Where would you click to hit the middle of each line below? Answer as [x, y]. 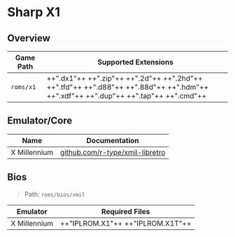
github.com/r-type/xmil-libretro [113, 152]
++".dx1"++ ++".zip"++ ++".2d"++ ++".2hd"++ [124, 78]
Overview [29, 38]
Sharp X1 [34, 12]
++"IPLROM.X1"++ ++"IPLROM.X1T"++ [126, 223]
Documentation [113, 140]
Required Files [126, 211]
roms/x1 [23, 87]
